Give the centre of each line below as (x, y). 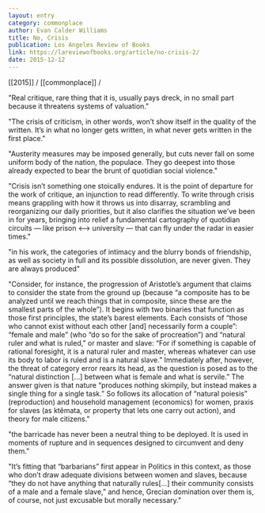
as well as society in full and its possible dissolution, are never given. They (129, 260)
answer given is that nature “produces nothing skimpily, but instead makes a (132, 385)
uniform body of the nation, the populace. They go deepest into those (122, 162)
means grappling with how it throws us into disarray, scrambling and (119, 202)
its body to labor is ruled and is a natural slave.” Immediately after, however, (131, 360)
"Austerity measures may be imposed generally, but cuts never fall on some (131, 153)
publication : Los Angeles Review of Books (79, 45)
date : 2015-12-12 (37, 60)
